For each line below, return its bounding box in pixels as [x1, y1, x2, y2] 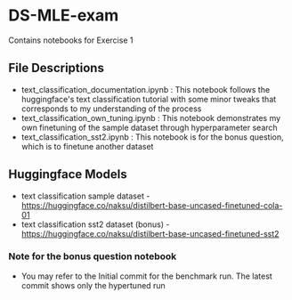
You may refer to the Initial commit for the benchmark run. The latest [20, 271, 272, 281]
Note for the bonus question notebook [8, 250, 177, 263]
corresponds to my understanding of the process [20, 103, 202, 114]
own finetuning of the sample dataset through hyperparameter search [20, 122, 278, 133]
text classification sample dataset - [20, 191, 150, 201]
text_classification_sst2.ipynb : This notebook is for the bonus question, [20, 131, 284, 142]
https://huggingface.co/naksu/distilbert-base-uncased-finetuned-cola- [20, 199, 283, 210]
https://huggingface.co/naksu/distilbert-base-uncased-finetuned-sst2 [20, 228, 280, 239]
